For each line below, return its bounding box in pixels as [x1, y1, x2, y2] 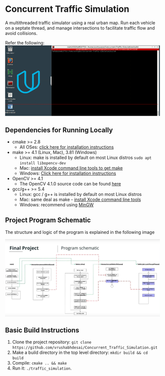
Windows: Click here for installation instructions [19, 170, 116, 176]
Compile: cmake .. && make [12, 360, 67, 366]
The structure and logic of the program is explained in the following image [5, 229, 155, 235]
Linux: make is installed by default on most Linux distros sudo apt [19, 154, 152, 161]
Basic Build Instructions [5, 326, 80, 335]
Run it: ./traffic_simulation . [12, 365, 72, 371]
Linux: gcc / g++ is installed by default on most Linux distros [19, 191, 142, 197]
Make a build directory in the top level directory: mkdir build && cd [12, 349, 148, 356]
